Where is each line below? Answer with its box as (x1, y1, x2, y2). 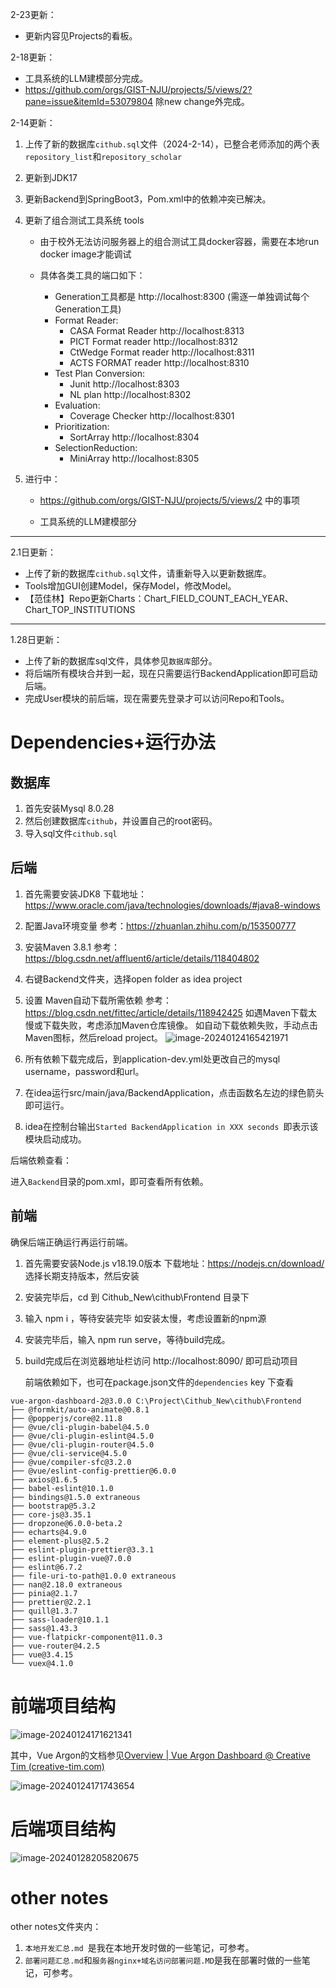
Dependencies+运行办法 (10, 731, 216, 754)
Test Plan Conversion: (54, 368, 145, 379)
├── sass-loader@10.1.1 (10, 1614, 110, 1625)
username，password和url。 (24, 1065, 145, 1077)
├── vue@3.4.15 (10, 1649, 74, 1660)
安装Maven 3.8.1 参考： (24, 941, 120, 953)
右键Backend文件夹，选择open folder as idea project (24, 973, 243, 985)
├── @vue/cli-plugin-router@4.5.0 (10, 1439, 155, 1450)
